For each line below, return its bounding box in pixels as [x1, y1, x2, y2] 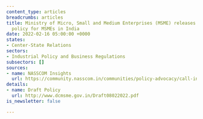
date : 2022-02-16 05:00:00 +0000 [6, 31, 91, 37]
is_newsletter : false [6, 98, 61, 104]
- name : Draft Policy [6, 87, 61, 93]
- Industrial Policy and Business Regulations [6, 53, 126, 59]
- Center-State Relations [6, 43, 71, 49]
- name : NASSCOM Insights [6, 70, 71, 76]
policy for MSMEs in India [11, 25, 80, 32]
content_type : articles [6, 8, 66, 15]
